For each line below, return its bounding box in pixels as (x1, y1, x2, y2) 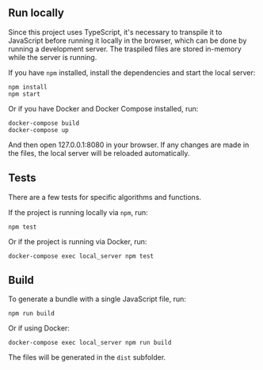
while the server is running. (8, 52, 97, 62)
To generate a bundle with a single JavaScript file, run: (8, 294, 186, 304)
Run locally (8, 6, 65, 20)
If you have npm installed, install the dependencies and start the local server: (8, 67, 256, 77)
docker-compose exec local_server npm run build (8, 339, 172, 347)
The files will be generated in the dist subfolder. (8, 353, 166, 362)
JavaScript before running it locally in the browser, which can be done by (8, 36, 247, 45)
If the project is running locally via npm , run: (8, 207, 148, 217)
